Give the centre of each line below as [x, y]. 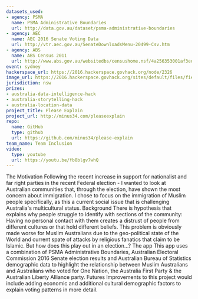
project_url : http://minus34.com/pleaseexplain [66, 116]
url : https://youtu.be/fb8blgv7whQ [55, 160]
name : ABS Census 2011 [39, 56]
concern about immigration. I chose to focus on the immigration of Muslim [96, 196]
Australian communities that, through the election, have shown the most [93, 189]
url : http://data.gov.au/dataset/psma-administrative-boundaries [93, 28]
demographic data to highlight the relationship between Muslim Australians [97, 265]
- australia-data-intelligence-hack [51, 94]
